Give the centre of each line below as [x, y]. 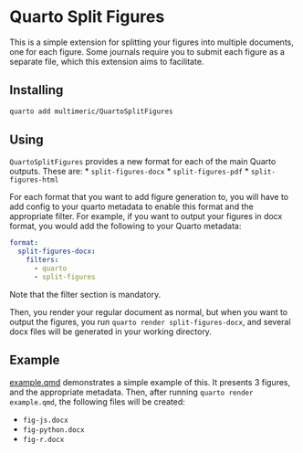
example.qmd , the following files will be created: [97, 401]
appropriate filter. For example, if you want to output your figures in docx [146, 216]
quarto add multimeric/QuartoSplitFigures [91, 111]
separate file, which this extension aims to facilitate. [107, 61]
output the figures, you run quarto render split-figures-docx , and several [150, 321]
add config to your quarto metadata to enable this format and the [131, 206]
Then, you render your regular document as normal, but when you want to [149, 311]
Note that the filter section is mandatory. [85, 294]
